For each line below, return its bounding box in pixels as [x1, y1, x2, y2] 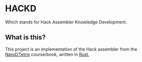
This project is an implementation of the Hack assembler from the [5, 46, 138, 52]
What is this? [5, 33, 46, 41]
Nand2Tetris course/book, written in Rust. [5, 51, 90, 57]
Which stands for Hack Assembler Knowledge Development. [5, 19, 127, 25]
